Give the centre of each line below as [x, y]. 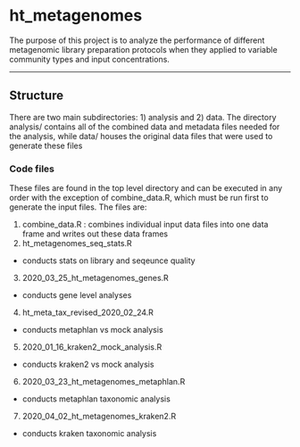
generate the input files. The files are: [78, 207]
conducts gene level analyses [77, 295]
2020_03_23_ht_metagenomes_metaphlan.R [104, 382]
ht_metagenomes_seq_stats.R [77, 244]
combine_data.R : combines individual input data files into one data [145, 225]
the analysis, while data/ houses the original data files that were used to [141, 136]
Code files [32, 169]
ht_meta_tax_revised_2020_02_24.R [88, 312]
